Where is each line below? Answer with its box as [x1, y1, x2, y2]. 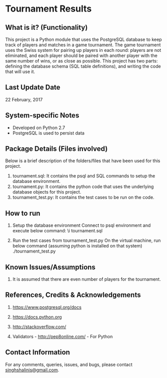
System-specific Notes [5, 111, 79, 120]
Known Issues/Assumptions [5, 263, 96, 271]
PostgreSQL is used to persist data [12, 130, 85, 136]
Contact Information [5, 348, 70, 357]
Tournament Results [5, 3, 92, 15]
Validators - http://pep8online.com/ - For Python [12, 333, 113, 339]
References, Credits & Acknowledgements [5, 291, 141, 299]
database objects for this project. [12, 189, 81, 195]
